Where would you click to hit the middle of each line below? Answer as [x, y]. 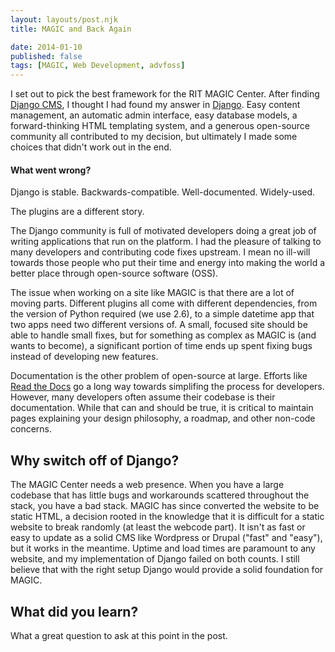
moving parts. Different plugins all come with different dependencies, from [164, 303]
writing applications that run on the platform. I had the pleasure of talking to [166, 242]
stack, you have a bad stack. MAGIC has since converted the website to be [165, 506]
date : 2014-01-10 [46, 47]
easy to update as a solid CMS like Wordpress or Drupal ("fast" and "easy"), [166, 538]
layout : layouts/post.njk [64, 19]
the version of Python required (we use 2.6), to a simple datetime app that [162, 314]
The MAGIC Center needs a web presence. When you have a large [147, 485]
